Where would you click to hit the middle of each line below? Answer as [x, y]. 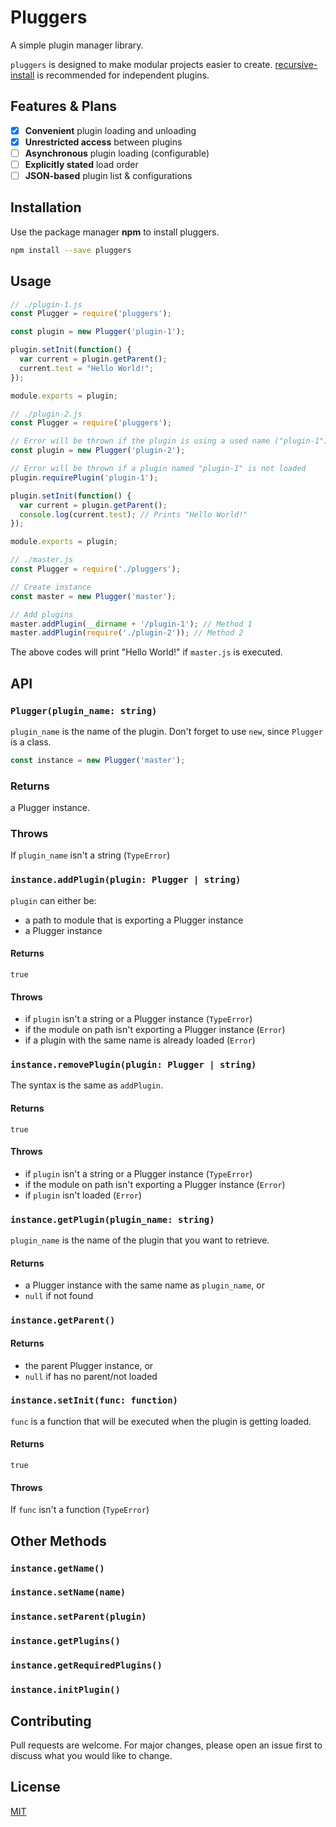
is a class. [31, 742]
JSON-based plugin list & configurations [108, 175]
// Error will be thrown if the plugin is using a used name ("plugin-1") [169, 441]
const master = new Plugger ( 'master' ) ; [93, 596]
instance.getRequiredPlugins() [86, 1665]
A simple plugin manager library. [77, 45]
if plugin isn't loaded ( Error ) [83, 1195]
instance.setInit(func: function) [94, 1400]
